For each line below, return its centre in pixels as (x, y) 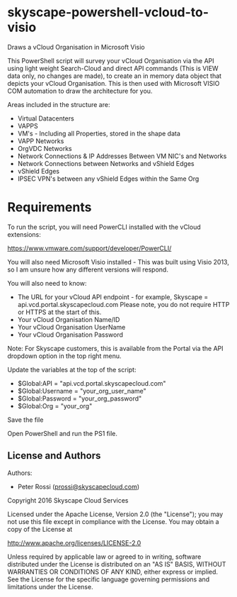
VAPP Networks (41, 141)
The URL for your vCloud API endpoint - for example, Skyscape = (113, 297)
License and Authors (54, 456)
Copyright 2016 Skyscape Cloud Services (68, 500)
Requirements (50, 207)
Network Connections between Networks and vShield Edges (106, 163)
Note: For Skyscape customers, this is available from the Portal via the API (116, 348)
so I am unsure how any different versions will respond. (88, 269)
